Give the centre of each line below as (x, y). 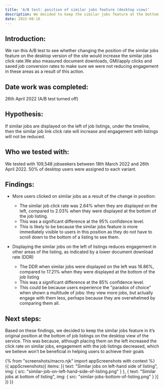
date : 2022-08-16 (23, 19)
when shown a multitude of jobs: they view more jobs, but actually (86, 293)
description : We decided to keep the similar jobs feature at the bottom (82, 14)
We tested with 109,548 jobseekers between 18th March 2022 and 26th (77, 164)
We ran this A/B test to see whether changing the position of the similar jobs (82, 51)
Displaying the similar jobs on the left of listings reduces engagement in (84, 247)
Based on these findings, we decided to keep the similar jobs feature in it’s (80, 330)
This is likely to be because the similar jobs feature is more (79, 227)
